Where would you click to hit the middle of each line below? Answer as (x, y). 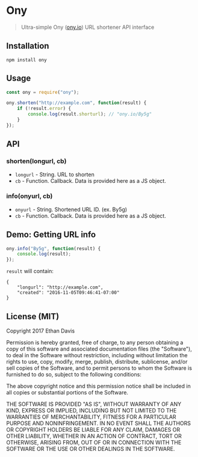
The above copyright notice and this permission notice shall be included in (98, 386)
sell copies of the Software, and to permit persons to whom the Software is (99, 368)
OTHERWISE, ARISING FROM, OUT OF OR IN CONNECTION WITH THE (94, 443)
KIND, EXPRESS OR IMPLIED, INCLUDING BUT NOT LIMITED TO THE (91, 411)
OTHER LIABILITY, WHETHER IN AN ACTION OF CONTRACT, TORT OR (94, 436)
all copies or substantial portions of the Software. (67, 393)
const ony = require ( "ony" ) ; (43, 92)
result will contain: (30, 271)
